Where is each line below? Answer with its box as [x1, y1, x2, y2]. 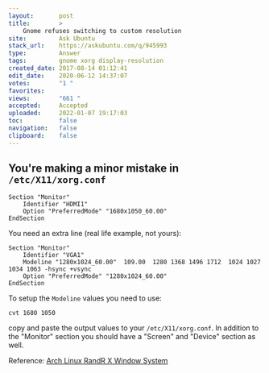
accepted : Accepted [8, 102, 89, 110]
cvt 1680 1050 [8, 309, 56, 317]
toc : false [8, 117, 78, 125]
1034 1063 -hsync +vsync [8, 265, 92, 274]
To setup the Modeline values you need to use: [8, 293, 163, 303]
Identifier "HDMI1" [23, 201, 89, 209]
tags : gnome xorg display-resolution [8, 57, 163, 65]
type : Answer [8, 49, 81, 57]
